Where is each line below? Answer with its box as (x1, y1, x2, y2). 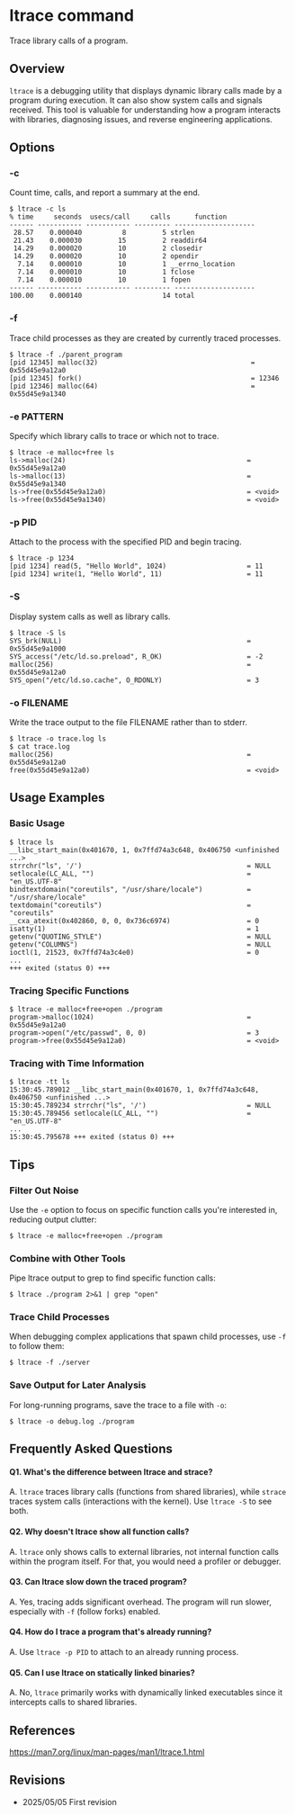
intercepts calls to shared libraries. (9, 1697, 138, 1708)
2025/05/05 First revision (22, 1796, 117, 1807)
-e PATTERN (9, 410, 65, 423)
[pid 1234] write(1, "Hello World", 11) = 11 (9, 570, 264, 579)
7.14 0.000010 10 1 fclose (17, 267, 195, 277)
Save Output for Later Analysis (9, 1379, 147, 1391)
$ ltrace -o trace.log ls (9, 734, 106, 743)
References (9, 1722, 76, 1738)
